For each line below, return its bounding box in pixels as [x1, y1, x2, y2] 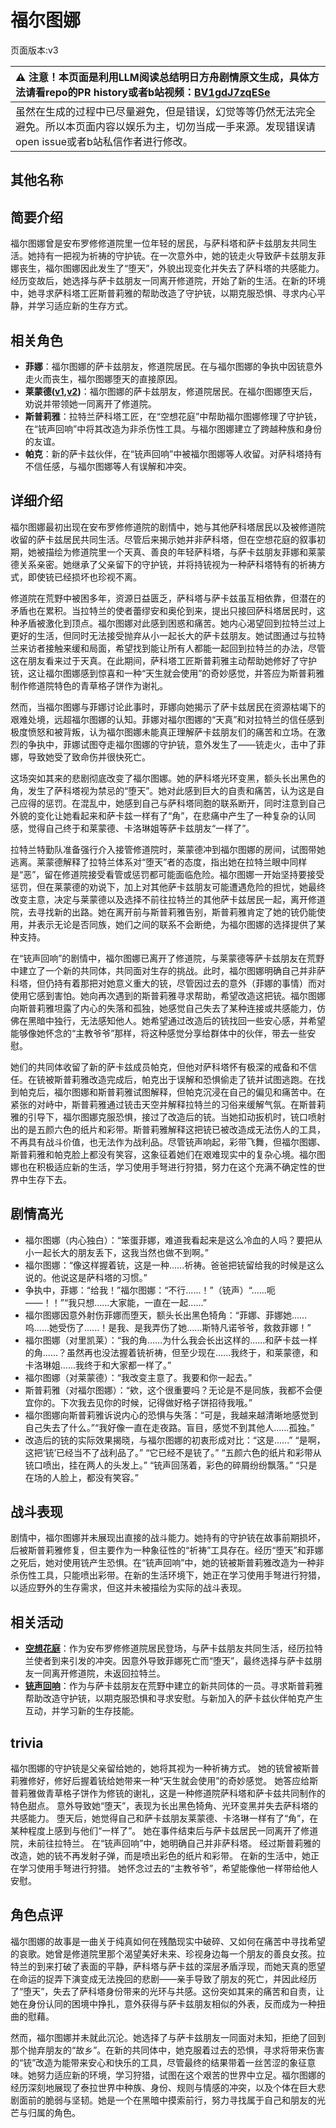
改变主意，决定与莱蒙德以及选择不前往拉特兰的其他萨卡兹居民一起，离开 [10, 893, 308, 905]
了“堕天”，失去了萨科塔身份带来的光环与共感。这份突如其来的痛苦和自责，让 [10, 1985, 325, 1997]
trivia [10, 1734, 44, 1751]
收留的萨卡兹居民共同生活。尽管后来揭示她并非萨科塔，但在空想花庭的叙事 [10, 533, 317, 545]
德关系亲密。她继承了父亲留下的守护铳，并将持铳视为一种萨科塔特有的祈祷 [10, 558, 317, 570]
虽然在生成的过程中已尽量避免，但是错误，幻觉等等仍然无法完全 [15, 104, 317, 118]
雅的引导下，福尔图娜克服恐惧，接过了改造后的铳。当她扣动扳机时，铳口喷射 [10, 1111, 326, 1123]
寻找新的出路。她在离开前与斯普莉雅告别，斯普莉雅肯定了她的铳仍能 [36, 906, 317, 918]
